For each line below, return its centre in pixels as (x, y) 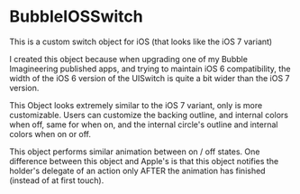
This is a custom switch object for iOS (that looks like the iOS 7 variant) (141, 42)
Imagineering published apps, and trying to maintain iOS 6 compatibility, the (150, 69)
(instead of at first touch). (57, 180)
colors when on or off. (50, 134)
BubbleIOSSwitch (76, 17)
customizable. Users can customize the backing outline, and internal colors (149, 115)
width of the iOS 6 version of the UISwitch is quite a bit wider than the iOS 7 (150, 78)
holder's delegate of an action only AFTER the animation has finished (137, 171)
